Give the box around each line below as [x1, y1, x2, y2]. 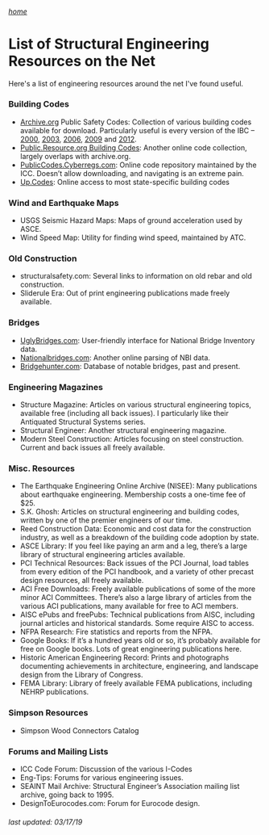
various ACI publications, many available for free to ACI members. [19, 602, 239, 611]
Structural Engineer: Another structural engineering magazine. [19, 426, 227, 435]
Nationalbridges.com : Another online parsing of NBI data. [19, 352, 211, 363]
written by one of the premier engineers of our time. [19, 515, 193, 525]
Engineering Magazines [8, 381, 103, 392]
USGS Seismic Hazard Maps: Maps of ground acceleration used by [19, 216, 243, 225]
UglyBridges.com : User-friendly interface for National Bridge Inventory [19, 335, 255, 345]
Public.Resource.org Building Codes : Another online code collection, [19, 142, 247, 153]
